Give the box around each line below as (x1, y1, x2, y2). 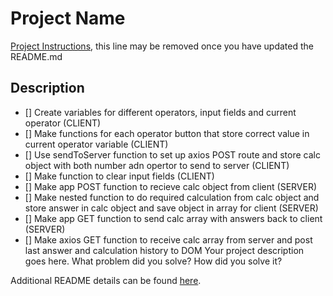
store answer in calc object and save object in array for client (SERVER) (24, 202, 319, 214)
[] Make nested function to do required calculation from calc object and (24, 191, 320, 203)
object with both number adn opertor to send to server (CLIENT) (24, 159, 290, 171)
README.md (10, 50, 63, 62)
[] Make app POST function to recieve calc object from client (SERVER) (24, 180, 318, 192)
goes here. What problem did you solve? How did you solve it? (24, 255, 283, 267)
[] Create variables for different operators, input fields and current (24, 106, 297, 118)
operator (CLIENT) (24, 117, 102, 129)
